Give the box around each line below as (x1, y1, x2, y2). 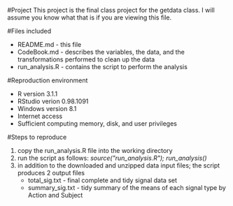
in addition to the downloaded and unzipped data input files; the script (17, 161, 220, 170)
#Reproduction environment (7, 76, 88, 84)
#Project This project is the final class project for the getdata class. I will (7, 6, 215, 14)
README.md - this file (17, 41, 82, 48)
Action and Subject (27, 191, 83, 199)
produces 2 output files (17, 169, 85, 177)
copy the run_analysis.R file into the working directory (17, 147, 173, 154)
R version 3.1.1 (17, 90, 58, 98)
